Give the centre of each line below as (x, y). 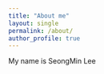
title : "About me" (39, 16)
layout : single (34, 23)
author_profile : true (44, 38)
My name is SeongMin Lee (52, 61)
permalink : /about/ (41, 31)
